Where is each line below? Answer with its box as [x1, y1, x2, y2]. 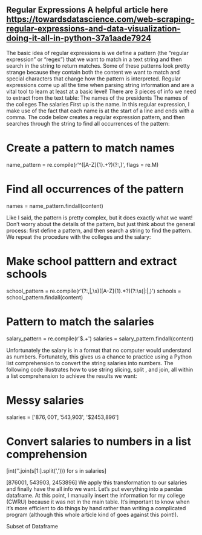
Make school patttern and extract [6, 254, 177, 268]
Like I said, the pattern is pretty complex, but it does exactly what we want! [6, 214, 193, 221]
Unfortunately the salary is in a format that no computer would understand [6, 346, 192, 354]
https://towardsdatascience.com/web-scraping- [6, 15, 195, 25]
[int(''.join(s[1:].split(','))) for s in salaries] [6, 467, 107, 475]
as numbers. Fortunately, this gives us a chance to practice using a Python [6, 353, 192, 360]
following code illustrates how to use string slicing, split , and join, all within [6, 366, 194, 373]
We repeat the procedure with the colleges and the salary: [6, 233, 151, 241]
